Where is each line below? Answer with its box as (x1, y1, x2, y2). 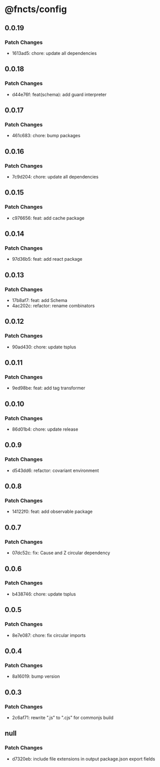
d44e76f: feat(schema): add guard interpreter (12, 91, 107, 97)
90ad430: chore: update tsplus (12, 344, 76, 350)
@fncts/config (5, 4, 67, 15)
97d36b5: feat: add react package (12, 256, 83, 262)
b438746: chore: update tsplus (12, 591, 76, 597)
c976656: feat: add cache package (12, 215, 85, 221)
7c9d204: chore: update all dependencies (12, 173, 99, 180)
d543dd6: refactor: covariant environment (12, 467, 99, 474)
